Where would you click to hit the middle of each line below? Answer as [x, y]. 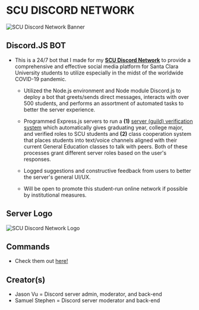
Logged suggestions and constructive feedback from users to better [107, 170]
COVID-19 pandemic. [40, 79]
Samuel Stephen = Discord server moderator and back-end [87, 300]
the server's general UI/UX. [57, 177]
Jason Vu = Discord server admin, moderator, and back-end [88, 294]
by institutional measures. [55, 195]
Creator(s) [26, 280]
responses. [37, 159]
